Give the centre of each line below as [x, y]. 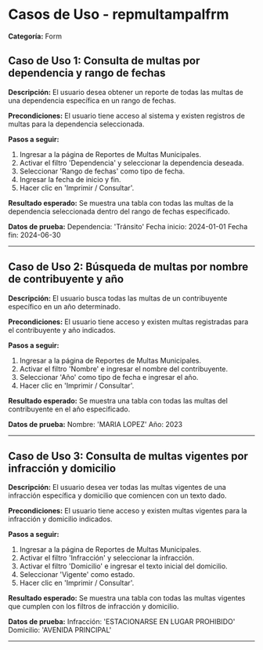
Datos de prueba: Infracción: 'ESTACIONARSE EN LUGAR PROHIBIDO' [122, 622]
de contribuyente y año [66, 279]
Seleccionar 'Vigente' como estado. [77, 575]
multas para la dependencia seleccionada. [76, 124]
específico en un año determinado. [65, 306]
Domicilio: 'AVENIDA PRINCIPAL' [60, 630]
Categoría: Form [35, 36]
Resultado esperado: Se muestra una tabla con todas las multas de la [121, 203]
